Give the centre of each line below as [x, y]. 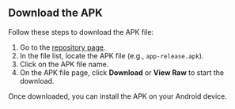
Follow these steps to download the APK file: [81, 32]
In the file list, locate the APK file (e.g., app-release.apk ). [112, 55]
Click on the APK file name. [64, 64]
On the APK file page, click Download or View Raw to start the [121, 72]
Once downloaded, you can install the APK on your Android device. [117, 96]
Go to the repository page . [63, 47]
